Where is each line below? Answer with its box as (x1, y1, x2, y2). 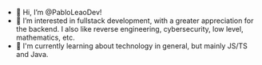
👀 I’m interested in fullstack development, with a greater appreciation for (15, 16, 254, 25)
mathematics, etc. (15, 32, 76, 42)
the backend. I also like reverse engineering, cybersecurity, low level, (15, 25, 244, 33)
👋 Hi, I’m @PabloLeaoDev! (15, 8, 102, 17)
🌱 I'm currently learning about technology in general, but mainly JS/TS (15, 41, 248, 51)
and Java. (15, 50, 49, 59)
